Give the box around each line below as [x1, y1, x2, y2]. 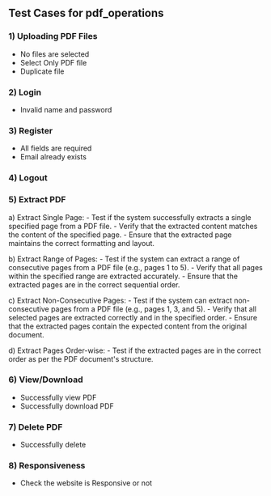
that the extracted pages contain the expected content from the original [8, 321, 248, 331]
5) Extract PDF [8, 194, 66, 206]
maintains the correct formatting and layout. [8, 238, 155, 248]
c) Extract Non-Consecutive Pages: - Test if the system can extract [8, 295, 232, 305]
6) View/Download [8, 374, 83, 385]
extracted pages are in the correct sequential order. [8, 279, 180, 290]
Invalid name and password [19, 104, 112, 114]
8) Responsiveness [8, 460, 86, 472]
